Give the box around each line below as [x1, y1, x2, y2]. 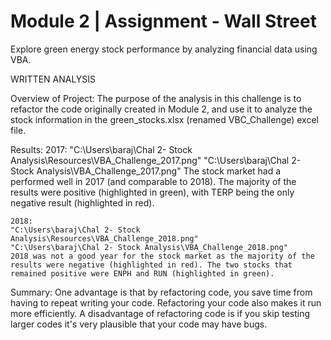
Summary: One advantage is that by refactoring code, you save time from [10, 286, 313, 298]
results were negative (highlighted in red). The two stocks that [10, 260, 293, 270]
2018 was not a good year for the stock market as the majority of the [10, 251, 315, 261]
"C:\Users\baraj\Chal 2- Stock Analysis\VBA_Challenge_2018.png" [10, 242, 288, 252]
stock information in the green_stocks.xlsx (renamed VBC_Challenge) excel [10, 113, 320, 125]
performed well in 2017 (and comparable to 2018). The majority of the [10, 175, 297, 187]
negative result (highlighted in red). [10, 196, 155, 209]
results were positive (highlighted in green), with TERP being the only [10, 186, 295, 198]
